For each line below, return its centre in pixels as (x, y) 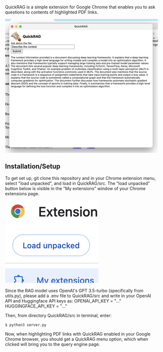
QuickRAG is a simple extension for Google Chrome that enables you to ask (80, 7)
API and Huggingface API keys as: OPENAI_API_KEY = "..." (63, 301)
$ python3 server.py (26, 325)
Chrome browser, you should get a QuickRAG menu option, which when (77, 339)
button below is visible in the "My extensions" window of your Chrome (75, 188)
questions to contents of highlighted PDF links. (52, 12)
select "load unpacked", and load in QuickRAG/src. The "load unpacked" (78, 183)
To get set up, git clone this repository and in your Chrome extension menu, (81, 178)
